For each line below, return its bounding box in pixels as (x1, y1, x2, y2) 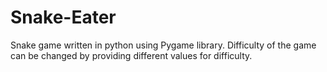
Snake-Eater (10, 6, 117, 29)
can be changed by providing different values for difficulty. (10, 49, 253, 61)
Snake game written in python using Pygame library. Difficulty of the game (10, 39, 317, 51)
